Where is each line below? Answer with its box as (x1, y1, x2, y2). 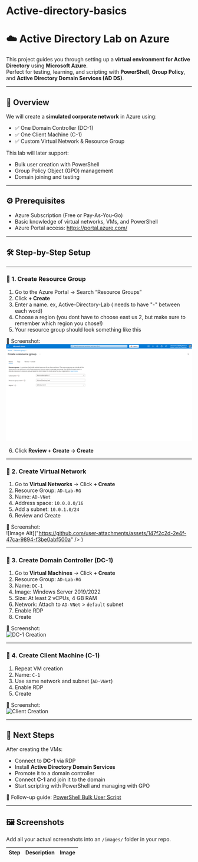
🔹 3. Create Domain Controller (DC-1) (6, 556, 114, 564)
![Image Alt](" (6, 529, 39, 536)
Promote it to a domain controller (14, 770, 95, 777)
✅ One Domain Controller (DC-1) (14, 124, 94, 131)
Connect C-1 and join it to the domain (14, 776, 105, 783)
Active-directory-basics (6, 4, 127, 18)
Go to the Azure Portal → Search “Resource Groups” (14, 288, 143, 296)
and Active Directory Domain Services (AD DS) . (6, 75, 124, 82)
